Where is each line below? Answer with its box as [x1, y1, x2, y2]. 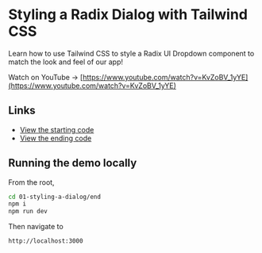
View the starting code [19, 125, 94, 134]
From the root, [8, 177, 55, 187]
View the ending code [19, 133, 92, 143]
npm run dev [8, 208, 48, 216]
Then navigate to [8, 222, 64, 232]
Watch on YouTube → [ [8, 72, 83, 82]
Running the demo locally [8, 156, 137, 170]
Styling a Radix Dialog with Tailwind [8, 6, 249, 24]
